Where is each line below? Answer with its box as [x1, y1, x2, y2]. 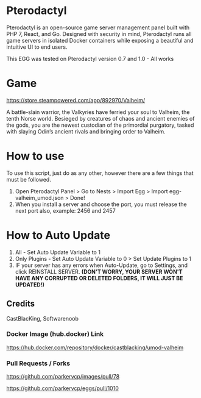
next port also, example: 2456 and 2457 [15, 207, 116, 214]
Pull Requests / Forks [6, 359, 71, 368]
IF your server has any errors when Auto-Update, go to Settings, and [15, 261, 188, 269]
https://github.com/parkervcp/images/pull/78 [6, 373, 120, 380]
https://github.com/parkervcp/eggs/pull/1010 [6, 385, 119, 392]
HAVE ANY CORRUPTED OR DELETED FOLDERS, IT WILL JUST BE [15, 274, 183, 282]
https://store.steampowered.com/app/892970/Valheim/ [6, 96, 146, 104]
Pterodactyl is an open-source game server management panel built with [6, 24, 190, 31]
